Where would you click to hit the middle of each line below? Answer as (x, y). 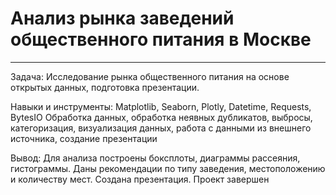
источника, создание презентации (84, 138)
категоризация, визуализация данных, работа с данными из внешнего (161, 128)
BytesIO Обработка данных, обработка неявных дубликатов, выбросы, (161, 117)
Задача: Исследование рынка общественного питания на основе (150, 76)
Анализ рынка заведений (122, 18)
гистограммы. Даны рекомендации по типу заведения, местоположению (168, 168)
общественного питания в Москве (161, 39)
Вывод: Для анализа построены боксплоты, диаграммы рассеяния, (155, 158)
